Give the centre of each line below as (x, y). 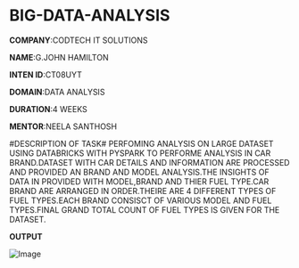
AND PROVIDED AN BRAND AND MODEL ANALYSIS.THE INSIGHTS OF (139, 172)
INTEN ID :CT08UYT (46, 74)
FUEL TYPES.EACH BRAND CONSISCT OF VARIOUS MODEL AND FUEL (141, 200)
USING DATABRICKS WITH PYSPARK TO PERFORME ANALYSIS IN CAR (140, 153)
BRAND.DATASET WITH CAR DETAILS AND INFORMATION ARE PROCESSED (149, 162)
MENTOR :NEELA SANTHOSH (63, 126)
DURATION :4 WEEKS (48, 109)
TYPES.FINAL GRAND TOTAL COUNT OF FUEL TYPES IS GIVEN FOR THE (145, 209)
